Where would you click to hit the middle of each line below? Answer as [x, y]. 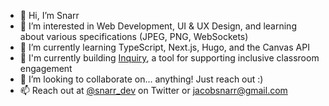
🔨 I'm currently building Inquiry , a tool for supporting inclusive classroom [169, 58]
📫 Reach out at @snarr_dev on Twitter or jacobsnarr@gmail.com [153, 90]
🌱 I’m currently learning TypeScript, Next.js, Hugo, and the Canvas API [164, 47]
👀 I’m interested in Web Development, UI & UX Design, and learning [158, 26]
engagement [46, 68]
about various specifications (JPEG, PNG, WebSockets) [134, 36]
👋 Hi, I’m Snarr [49, 15]
